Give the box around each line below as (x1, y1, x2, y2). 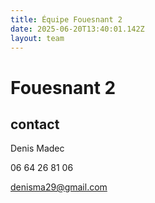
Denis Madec (10, 142, 65, 155)
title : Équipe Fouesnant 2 (10, 14, 123, 25)
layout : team (10, 33, 65, 43)
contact (10, 116, 60, 133)
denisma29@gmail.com (10, 181, 108, 193)
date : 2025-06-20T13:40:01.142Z (10, 24, 145, 34)
